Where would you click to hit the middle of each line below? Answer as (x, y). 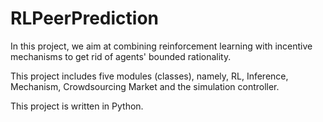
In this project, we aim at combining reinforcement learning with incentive (161, 46)
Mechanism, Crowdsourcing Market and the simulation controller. (145, 86)
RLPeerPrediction (85, 18)
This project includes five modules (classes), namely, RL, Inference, (149, 76)
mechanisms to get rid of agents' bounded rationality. (121, 56)
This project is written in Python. (77, 106)
